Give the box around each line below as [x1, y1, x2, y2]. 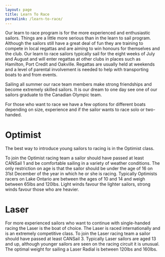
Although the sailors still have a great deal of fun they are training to [5, 40, 143, 46]
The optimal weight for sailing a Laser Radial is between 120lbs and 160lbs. [5, 246, 158, 252]
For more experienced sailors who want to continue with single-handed [5, 220, 151, 226]
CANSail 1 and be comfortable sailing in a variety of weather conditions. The [5, 160, 160, 166]
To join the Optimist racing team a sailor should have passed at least [5, 155, 144, 161]
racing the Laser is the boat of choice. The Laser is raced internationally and [5, 225, 161, 231]
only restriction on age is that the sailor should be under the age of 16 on [5, 166, 153, 172]
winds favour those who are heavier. [5, 186, 80, 192]
